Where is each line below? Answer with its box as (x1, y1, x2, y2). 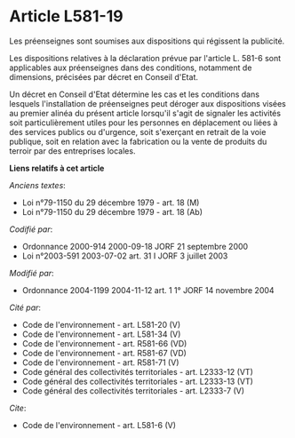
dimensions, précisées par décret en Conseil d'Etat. (9, 71, 198, 82)
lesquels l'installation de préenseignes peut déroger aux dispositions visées (9, 98, 287, 108)
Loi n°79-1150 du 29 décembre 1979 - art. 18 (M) (21, 197, 200, 208)
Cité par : (9, 302, 42, 313)
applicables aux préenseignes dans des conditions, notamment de (9, 62, 252, 73)
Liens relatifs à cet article (9, 163, 105, 173)
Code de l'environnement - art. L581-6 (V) (21, 419, 176, 430)
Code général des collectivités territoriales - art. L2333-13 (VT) (21, 376, 253, 386)
